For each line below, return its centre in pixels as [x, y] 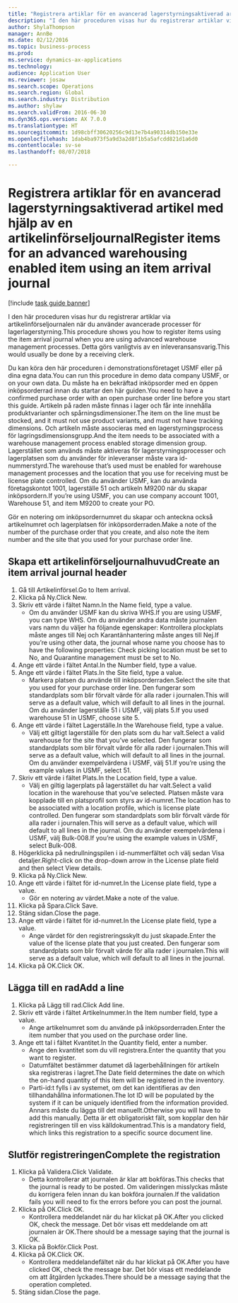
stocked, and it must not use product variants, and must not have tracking [115, 420]
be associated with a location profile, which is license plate [114, 808]
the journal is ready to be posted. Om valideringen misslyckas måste [128, 1187]
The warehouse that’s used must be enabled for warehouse [135, 465]
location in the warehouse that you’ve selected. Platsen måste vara [126, 792]
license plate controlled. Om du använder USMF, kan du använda [102, 480]
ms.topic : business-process [49, 47]
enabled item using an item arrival [109, 268]
